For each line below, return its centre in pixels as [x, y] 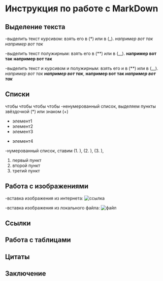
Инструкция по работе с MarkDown [82, 9]
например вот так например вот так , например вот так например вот [81, 74]
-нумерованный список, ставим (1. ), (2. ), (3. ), [54, 151]
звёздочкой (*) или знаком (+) [37, 111]
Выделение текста [35, 27]
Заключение [26, 274]
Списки [17, 94]
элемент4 [23, 141]
